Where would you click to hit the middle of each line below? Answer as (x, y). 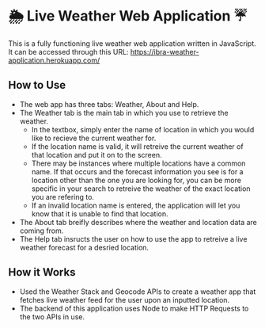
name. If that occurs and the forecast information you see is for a (137, 171)
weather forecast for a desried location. (84, 247)
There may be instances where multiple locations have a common (138, 163)
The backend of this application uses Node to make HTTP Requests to (134, 308)
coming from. (42, 231)
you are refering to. (63, 196)
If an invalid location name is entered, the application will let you (136, 205)
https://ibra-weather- (165, 51)
